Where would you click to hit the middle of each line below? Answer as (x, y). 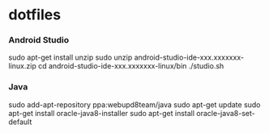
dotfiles (35, 15)
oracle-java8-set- (226, 113)
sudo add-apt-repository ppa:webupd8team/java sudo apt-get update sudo (134, 104)
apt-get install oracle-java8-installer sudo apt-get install (102, 113)
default (20, 122)
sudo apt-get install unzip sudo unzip (70, 57)
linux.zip (22, 66)
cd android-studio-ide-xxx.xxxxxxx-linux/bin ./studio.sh (131, 66)
